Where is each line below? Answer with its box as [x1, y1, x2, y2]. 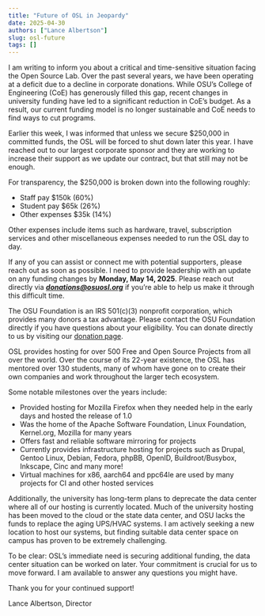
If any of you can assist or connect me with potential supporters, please [8, 257, 243, 267]
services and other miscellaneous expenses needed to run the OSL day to [8, 234, 249, 243]
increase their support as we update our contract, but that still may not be [8, 154, 248, 163]
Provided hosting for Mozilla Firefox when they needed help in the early [19, 403, 253, 413]
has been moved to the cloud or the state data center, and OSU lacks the [8, 511, 245, 520]
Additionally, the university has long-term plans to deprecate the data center [8, 494, 257, 504]
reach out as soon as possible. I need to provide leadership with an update [8, 266, 252, 276]
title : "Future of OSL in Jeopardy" [8, 11, 129, 20]
